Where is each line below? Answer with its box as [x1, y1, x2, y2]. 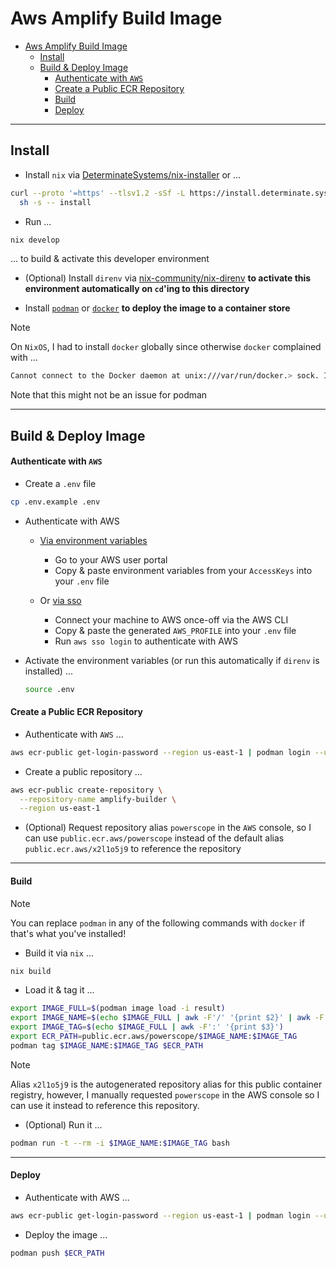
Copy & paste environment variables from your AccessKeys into [54, 564, 313, 576]
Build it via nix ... [24, 947, 95, 959]
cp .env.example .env [10, 497, 101, 507]
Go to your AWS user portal [54, 553, 168, 566]
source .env [24, 684, 75, 694]
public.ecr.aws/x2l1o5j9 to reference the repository [24, 843, 242, 855]
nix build [10, 966, 52, 976]
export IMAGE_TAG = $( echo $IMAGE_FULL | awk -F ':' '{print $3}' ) [10, 1022, 284, 1032]
